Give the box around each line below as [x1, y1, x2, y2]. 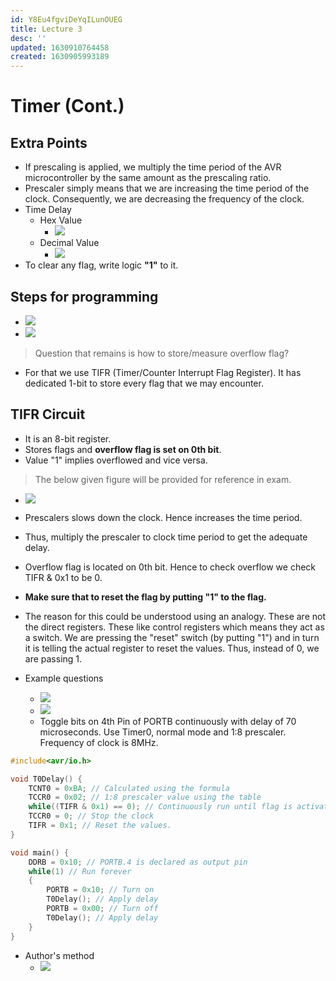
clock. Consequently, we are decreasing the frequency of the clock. [24, 193, 305, 205]
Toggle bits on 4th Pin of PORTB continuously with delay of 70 [39, 715, 297, 727]
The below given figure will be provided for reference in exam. [34, 473, 292, 485]
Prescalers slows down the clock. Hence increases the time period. [24, 511, 303, 523]
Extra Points [10, 134, 88, 151]
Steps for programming [10, 288, 159, 305]
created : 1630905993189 [10, 52, 110, 62]
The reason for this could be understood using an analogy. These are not [24, 610, 327, 622]
